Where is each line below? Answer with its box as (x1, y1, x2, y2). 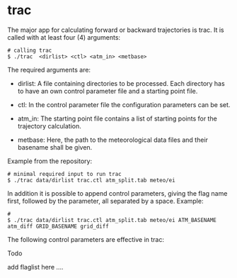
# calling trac (7, 47, 52, 54)
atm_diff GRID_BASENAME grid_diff (7, 223, 110, 230)
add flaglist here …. (7, 262, 64, 271)
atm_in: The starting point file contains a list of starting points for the (17, 114, 217, 123)
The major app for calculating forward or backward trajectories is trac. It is (7, 26, 224, 34)
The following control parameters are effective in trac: (7, 235, 165, 243)
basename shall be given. (17, 143, 93, 151)
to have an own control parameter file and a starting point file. (17, 87, 198, 95)
